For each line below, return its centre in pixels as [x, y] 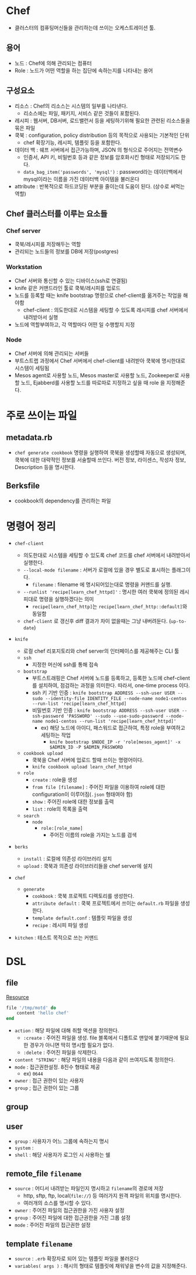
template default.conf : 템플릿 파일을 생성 [82, 918]
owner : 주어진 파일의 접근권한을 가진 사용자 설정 [69, 1210]
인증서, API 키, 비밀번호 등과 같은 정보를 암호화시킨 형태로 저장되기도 [102, 157]
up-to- [179, 621]
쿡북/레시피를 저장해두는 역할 [48, 244]
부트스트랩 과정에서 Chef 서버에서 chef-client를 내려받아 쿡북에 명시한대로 [100, 360]
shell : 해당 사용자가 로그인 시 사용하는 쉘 [62, 1155]
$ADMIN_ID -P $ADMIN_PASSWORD [86, 747]
